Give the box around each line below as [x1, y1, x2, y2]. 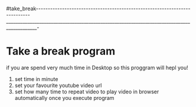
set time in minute [14, 75, 58, 82]
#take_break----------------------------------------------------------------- [6, 5, 191, 12]
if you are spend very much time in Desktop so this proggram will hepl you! [6, 64, 189, 71]
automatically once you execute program [14, 94, 115, 101]
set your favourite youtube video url [14, 82, 102, 89]
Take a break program [6, 44, 116, 58]
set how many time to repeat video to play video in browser [14, 88, 159, 95]
